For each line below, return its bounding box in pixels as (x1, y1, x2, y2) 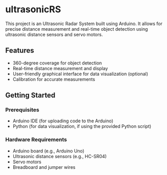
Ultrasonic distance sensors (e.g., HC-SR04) (12, 153, 107, 159)
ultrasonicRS (5, 4, 61, 15)
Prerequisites (5, 106, 39, 114)
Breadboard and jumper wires (12, 164, 76, 170)
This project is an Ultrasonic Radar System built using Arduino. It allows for (5, 20, 162, 27)
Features (5, 46, 34, 55)
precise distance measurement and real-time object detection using (5, 26, 148, 32)
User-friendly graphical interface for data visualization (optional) (12, 71, 149, 77)
